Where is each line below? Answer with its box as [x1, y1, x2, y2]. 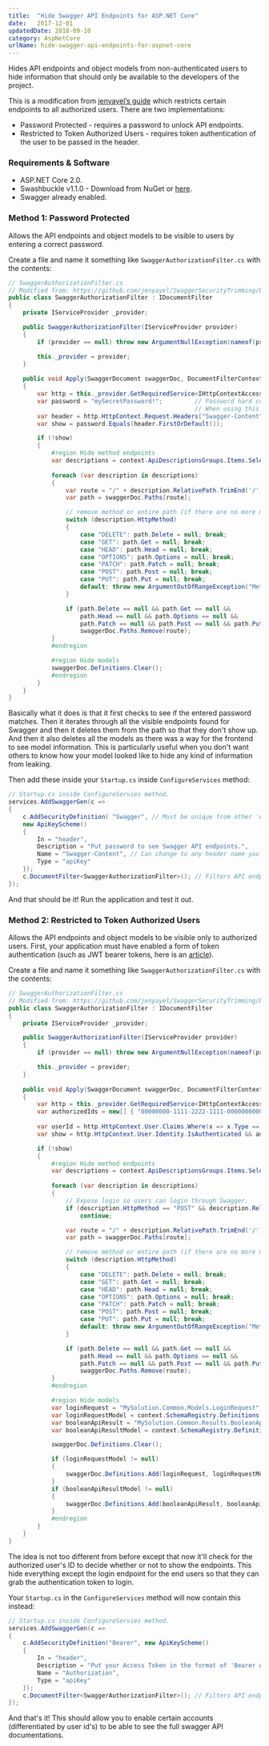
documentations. [8, 1730, 64, 1740]
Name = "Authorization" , [37, 1669, 120, 1677]
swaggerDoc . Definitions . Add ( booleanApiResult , [65, 1500, 224, 1508]
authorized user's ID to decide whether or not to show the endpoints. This [8, 1560, 252, 1570]
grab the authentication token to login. [8, 1577, 134, 1586]
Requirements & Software [8, 157, 110, 168]
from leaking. [8, 760, 52, 769]
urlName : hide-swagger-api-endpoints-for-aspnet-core [8, 42, 192, 50]
